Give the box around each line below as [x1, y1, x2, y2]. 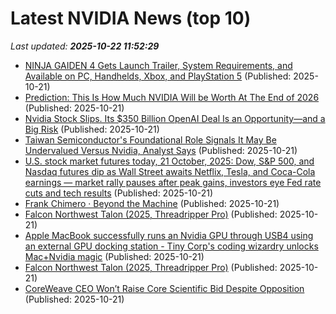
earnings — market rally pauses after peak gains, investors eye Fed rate [24, 176, 322, 188]
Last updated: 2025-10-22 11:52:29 [10, 40, 160, 52]
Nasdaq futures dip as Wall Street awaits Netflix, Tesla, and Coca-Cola [24, 165, 316, 177]
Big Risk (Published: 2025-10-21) [24, 123, 160, 135]
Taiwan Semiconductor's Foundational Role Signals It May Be [24, 133, 277, 146]
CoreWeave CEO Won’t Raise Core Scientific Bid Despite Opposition [24, 282, 305, 294]
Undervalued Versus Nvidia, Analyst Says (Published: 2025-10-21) [24, 144, 298, 156]
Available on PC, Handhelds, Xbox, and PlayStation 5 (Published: [24, 70, 292, 82]
